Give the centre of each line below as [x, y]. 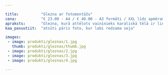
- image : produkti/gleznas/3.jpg [42, 55]
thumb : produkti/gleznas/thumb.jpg [49, 46]
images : [13, 37]
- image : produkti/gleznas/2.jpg [42, 51]
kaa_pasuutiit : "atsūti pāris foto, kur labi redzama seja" [70, 28]
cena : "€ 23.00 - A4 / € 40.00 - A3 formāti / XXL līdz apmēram [85, 19]
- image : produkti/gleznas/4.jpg [42, 60]
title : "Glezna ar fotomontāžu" [49, 14]
